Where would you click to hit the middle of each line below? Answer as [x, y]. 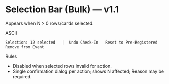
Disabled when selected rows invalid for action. [62, 66]
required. [22, 76]
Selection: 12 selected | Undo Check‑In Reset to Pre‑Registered [81, 42]
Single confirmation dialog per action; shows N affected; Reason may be [88, 71]
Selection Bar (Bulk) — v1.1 [62, 9]
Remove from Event [25, 47]
